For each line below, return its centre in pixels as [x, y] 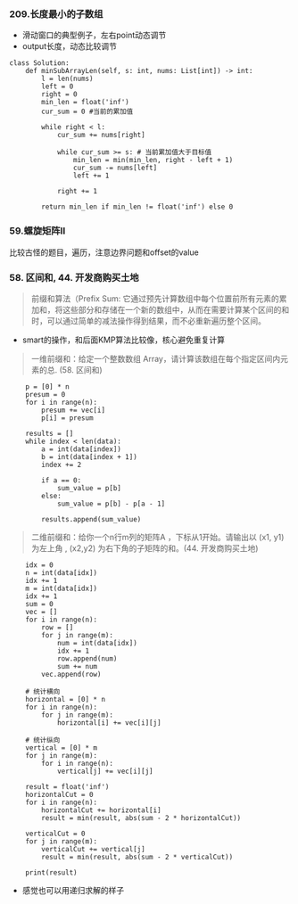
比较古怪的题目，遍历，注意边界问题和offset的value [104, 252]
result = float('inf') [67, 786]
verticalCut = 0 [56, 834]
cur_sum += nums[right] [101, 136]
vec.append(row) [71, 674]
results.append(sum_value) [91, 519]
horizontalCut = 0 [59, 794]
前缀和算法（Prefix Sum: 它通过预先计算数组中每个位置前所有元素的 [155, 298]
